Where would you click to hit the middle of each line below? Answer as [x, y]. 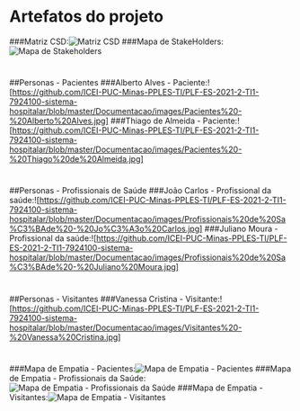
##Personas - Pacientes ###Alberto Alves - [90, 83]
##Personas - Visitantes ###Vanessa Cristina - [97, 299]
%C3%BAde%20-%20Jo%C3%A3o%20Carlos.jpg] [106, 229]
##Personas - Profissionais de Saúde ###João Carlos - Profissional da [141, 191]
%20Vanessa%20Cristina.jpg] [65, 337]
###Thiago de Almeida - [156, 121]
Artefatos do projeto [87, 17]
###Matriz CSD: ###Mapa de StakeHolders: [117, 41]
